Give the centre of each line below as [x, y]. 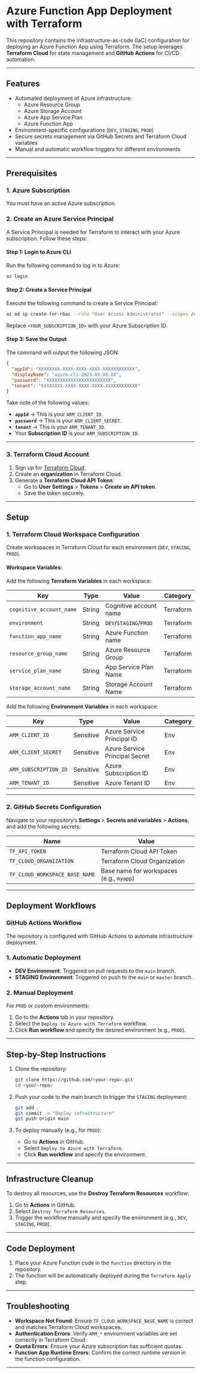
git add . [27, 1108]
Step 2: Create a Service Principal [49, 290]
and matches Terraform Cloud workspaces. [68, 1327]
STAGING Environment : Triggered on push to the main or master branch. [104, 977]
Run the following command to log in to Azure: [63, 265]
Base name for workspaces [139, 870]
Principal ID [121, 739]
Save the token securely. [54, 493]
